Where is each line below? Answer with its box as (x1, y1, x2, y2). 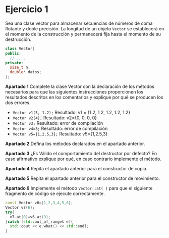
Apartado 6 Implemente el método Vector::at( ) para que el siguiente (5, 185, 153, 192)
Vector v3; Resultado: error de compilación (12, 120, 103, 126)
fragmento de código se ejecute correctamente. (5, 191, 105, 197)
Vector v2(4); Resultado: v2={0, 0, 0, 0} (12, 115, 97, 121)
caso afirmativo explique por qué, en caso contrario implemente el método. (5, 156, 161, 162)
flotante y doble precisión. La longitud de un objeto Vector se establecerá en (5, 25, 164, 31)
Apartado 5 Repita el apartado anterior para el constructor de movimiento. (5, 175, 160, 181)
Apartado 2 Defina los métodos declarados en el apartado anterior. (5, 140, 145, 147)
